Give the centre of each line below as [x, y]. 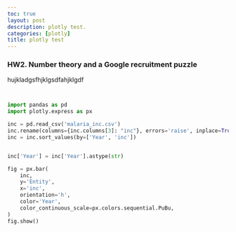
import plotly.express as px [50, 112]
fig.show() [23, 221]
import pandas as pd [38, 105]
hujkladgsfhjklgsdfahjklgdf [46, 80]
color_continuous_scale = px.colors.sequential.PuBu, [97, 208]
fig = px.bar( [28, 169]
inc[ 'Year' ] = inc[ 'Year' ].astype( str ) [66, 156]
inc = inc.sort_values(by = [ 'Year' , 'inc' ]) [72, 137]
